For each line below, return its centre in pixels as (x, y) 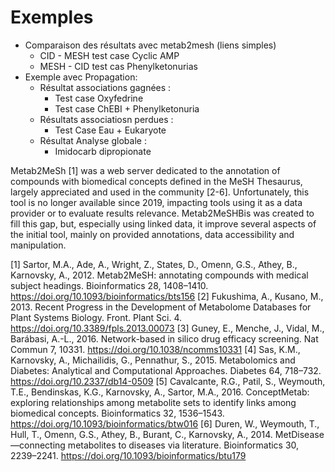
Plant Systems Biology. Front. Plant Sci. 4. (96, 317)
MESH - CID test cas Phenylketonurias (118, 66)
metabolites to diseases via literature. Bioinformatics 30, (183, 445)
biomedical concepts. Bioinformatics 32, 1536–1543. (117, 413)
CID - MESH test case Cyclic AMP (109, 55)
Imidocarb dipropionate (103, 151)
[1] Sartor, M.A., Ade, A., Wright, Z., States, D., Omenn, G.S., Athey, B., (154, 264)
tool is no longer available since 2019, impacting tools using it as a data (156, 202)
